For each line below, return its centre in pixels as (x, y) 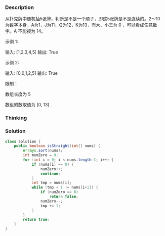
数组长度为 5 (18, 94)
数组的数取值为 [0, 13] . (28, 105)
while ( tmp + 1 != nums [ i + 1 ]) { (65, 188)
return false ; (64, 197)
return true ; (36, 220)
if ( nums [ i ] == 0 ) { (53, 164)
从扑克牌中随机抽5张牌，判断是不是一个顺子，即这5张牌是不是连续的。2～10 (83, 19)
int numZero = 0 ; (41, 155)
